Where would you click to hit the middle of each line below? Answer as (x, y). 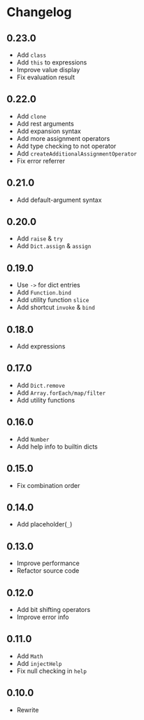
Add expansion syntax (49, 131)
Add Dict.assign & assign (54, 246)
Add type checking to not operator (66, 146)
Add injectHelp (39, 663)
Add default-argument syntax (59, 200)
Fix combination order (48, 485)
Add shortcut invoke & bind (56, 307)
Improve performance (48, 563)
